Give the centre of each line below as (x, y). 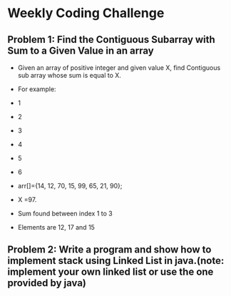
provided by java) (47, 283)
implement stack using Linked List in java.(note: (116, 261)
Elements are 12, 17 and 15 (56, 227)
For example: (37, 89)
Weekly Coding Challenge (86, 13)
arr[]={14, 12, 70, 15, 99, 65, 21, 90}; (70, 186)
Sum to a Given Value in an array (81, 50)
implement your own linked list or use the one (111, 272)
